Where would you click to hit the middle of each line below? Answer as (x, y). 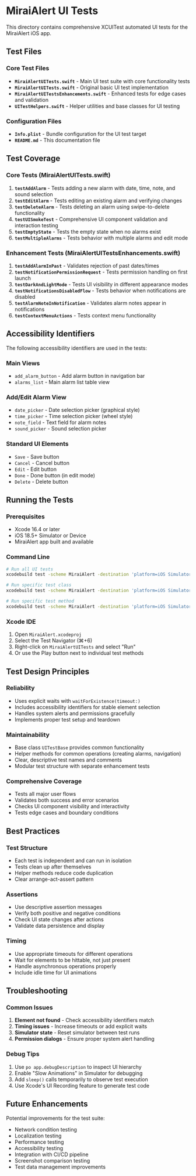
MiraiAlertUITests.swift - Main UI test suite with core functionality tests (102, 81)
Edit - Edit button (36, 469)
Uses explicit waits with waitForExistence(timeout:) (78, 700)
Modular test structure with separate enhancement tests (82, 766)
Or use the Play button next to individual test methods (79, 653)
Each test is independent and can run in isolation (73, 861)
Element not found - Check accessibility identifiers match (84, 1020)
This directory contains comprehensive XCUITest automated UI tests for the (97, 27)
